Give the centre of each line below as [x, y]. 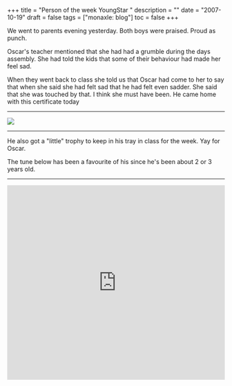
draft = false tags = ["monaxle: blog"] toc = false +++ [103, 17]
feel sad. [20, 66]
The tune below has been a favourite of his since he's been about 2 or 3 [109, 162]
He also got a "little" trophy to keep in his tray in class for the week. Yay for [114, 141]
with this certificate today [43, 102]
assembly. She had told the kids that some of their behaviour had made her [114, 59]
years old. [21, 169]
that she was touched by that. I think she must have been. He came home [112, 94]
